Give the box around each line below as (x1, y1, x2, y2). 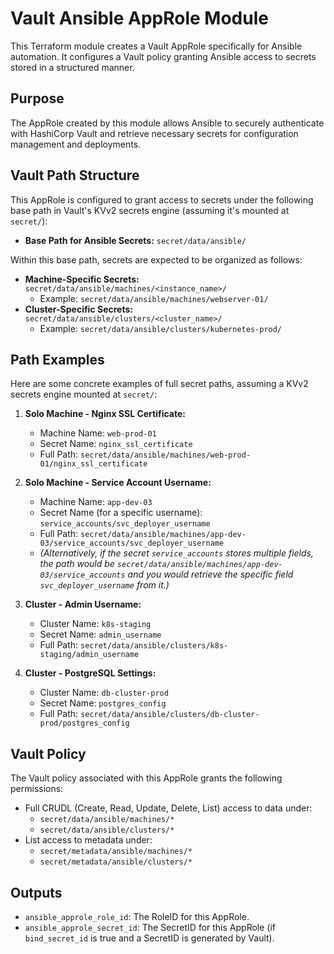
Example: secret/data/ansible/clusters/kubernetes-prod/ (39, 322, 283, 334)
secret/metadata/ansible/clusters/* (39, 857, 193, 867)
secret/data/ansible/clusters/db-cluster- (80, 710, 260, 720)
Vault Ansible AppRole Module (10, 7, 269, 30)
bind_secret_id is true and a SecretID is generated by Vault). (24, 932, 275, 944)
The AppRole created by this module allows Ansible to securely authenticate (10, 117, 325, 129)
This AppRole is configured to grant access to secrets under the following (10, 193, 314, 206)
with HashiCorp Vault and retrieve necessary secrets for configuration (10, 127, 299, 139)
